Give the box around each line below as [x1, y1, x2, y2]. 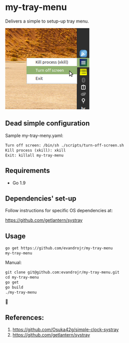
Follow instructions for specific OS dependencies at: [5, 208, 113, 214]
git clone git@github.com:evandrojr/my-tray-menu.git [5, 270, 120, 275]
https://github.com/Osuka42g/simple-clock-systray [12, 326, 119, 332]
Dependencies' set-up [5, 194, 76, 203]
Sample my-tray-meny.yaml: [5, 132, 63, 138]
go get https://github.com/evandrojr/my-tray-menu [5, 246, 113, 251]
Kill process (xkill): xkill [5, 147, 66, 153]
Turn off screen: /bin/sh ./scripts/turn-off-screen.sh [5, 142, 124, 148]
